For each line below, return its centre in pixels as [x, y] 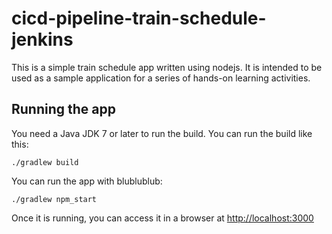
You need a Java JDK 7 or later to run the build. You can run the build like [162, 133]
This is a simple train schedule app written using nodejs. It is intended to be [167, 67]
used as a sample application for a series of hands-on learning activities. [161, 78]
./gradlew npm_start [54, 199]
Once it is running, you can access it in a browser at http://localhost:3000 [162, 218]
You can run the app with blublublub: [87, 181]
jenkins [42, 39]
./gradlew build [45, 162]
